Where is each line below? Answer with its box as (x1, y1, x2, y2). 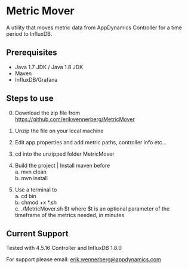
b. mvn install (14, 174, 48, 181)
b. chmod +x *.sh (14, 199, 57, 206)
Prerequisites (6, 48, 57, 58)
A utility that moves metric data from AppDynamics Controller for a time (6, 24, 182, 31)
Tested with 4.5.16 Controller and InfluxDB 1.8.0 (6, 245, 122, 252)
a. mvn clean (14, 168, 47, 175)
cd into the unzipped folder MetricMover (14, 150, 115, 157)
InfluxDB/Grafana (14, 76, 58, 83)
